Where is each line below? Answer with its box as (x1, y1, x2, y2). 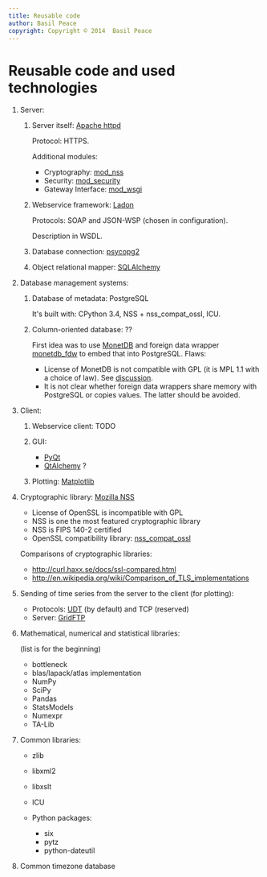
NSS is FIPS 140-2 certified (31, 525, 122, 535)
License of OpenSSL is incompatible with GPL (31, 508, 184, 517)
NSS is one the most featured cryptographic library (31, 517, 201, 526)
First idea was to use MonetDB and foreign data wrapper (31, 340, 220, 350)
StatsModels (31, 702, 74, 712)
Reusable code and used (8, 61, 176, 80)
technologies (8, 78, 98, 97)
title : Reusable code (8, 11, 81, 20)
